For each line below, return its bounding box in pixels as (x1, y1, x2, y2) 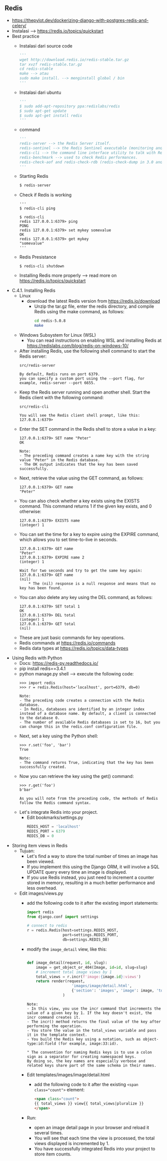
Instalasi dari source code (19, 42, 73, 49)
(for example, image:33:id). (58, 1041, 119, 1046)
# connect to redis (26, 923, 68, 928)
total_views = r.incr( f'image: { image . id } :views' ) (36, 974, 141, 979)
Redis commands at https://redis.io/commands (19, 640, 116, 646)
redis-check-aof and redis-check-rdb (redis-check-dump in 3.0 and (19, 159, 163, 164)
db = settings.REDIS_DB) (62, 937, 110, 942)
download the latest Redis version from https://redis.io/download (26, 298, 161, 304)
